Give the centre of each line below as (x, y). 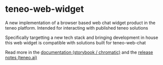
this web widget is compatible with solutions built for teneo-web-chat (76, 42)
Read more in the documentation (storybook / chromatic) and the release (79, 52)
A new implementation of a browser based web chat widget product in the (80, 23)
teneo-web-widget (45, 9)
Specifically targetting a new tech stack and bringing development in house (82, 37)
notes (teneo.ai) (21, 57)
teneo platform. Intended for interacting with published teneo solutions (77, 28)
